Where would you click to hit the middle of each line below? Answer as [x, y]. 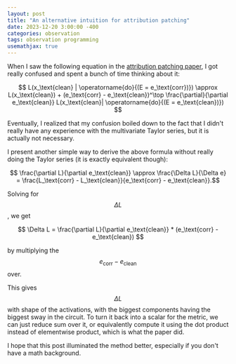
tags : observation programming [53, 40]
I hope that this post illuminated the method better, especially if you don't [113, 345]
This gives [22, 288]
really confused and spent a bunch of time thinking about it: [94, 74]
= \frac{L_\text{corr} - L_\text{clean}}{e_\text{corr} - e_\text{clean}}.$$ [118, 180]
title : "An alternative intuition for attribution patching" [99, 20]
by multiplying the [33, 250]
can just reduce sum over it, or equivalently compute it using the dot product [118, 324]
